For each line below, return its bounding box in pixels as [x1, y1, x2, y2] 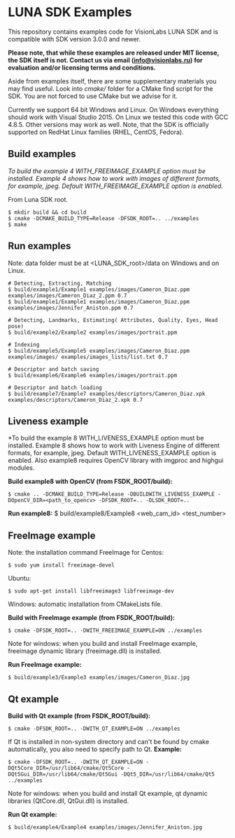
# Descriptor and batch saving [8, 365, 99, 372]
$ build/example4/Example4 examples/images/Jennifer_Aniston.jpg [8, 824, 202, 831]
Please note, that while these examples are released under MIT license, [8, 48, 220, 57]
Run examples [8, 240, 71, 252]
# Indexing [8, 341, 40, 348]
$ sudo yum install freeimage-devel [8, 562, 115, 569]
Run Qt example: [8, 811, 57, 818]
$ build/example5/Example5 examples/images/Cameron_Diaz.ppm [8, 347, 190, 354]
